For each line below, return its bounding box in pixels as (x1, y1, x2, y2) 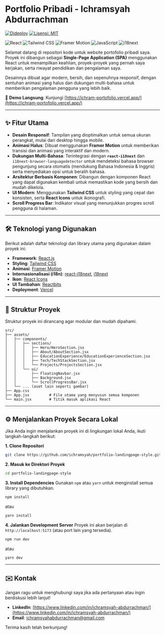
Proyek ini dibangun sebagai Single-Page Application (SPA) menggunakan (5, 54, 157, 60)
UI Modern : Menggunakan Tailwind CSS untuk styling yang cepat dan (12, 189, 155, 195)
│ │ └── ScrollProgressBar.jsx (5, 380, 87, 385)
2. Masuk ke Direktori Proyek (5, 461, 65, 467)
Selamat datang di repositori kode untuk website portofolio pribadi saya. (5, 49, 151, 55)
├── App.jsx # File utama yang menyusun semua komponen (5, 393, 139, 398)
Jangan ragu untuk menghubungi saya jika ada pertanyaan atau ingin (5, 590, 145, 596)
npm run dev (5, 536, 29, 542)
